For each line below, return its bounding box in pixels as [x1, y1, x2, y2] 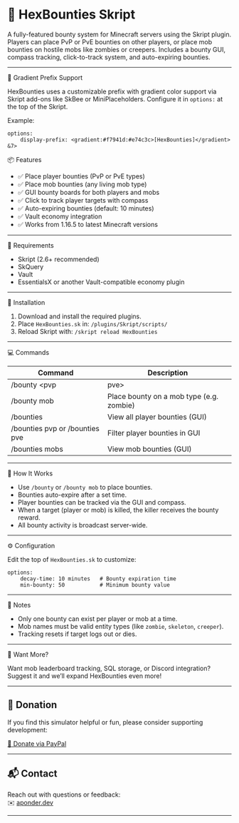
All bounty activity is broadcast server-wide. [17, 520, 148, 529]
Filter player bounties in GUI [107, 428, 201, 438]
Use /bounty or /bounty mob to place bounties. [17, 483, 153, 491]
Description [147, 368, 188, 378]
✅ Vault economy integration [17, 212, 102, 221]
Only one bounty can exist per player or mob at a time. [17, 614, 178, 623]
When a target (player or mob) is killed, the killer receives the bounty [17, 505, 219, 514]
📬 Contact [7, 767, 58, 780]
